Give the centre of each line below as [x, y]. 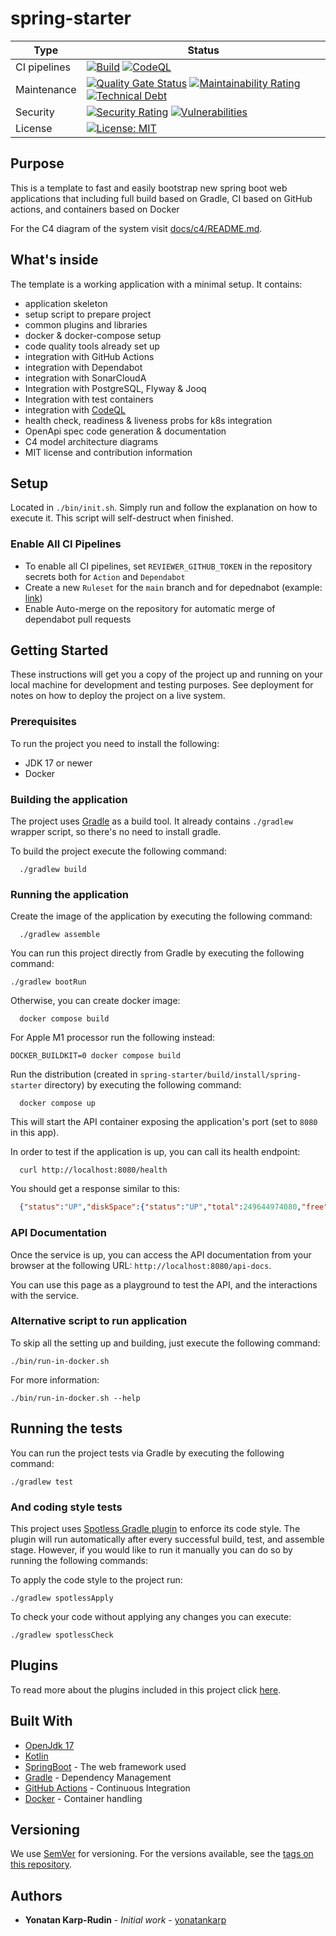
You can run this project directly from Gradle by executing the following [157, 953]
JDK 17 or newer [58, 763]
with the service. [45, 1295]
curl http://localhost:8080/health [93, 1170]
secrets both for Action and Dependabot [105, 576]
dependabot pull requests [78, 619]
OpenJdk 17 [49, 1745]
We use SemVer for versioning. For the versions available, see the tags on [162, 1854]
